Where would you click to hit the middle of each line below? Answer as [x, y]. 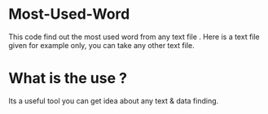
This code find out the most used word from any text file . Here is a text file [134, 37]
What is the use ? [68, 79]
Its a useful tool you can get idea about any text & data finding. [114, 101]
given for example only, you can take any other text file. [101, 45]
